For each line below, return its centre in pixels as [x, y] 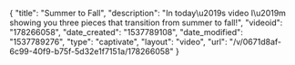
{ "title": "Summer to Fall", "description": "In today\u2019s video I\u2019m [148, 13]
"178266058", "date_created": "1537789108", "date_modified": [126, 32]
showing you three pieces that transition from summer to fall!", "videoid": [146, 23]
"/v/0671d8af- [255, 42]
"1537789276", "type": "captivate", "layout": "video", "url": [118, 42]
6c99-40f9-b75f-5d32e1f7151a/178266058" [92, 51]
